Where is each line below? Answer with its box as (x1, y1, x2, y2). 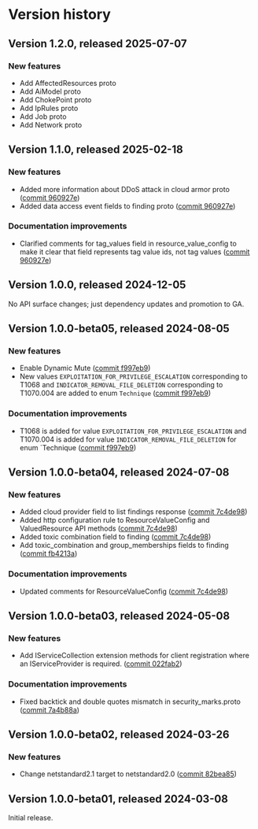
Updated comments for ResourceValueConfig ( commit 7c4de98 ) (19, 587, 229, 596)
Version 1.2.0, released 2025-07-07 (8, 37, 187, 50)
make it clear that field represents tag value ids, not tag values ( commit (19, 246, 250, 257)
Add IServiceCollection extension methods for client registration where (19, 651, 250, 661)
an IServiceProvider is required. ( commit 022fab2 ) (19, 659, 182, 668)
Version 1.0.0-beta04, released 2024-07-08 (8, 466, 230, 479)
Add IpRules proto (19, 103, 79, 113)
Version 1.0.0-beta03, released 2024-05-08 (8, 609, 230, 623)
